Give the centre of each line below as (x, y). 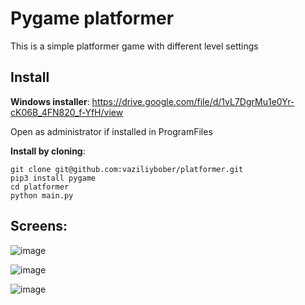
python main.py (42, 195)
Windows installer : (50, 101)
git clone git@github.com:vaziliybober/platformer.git (127, 169)
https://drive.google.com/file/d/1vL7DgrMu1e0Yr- (193, 101)
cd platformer (40, 187)
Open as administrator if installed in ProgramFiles (111, 131)
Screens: (39, 226)
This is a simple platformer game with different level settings (134, 46)
